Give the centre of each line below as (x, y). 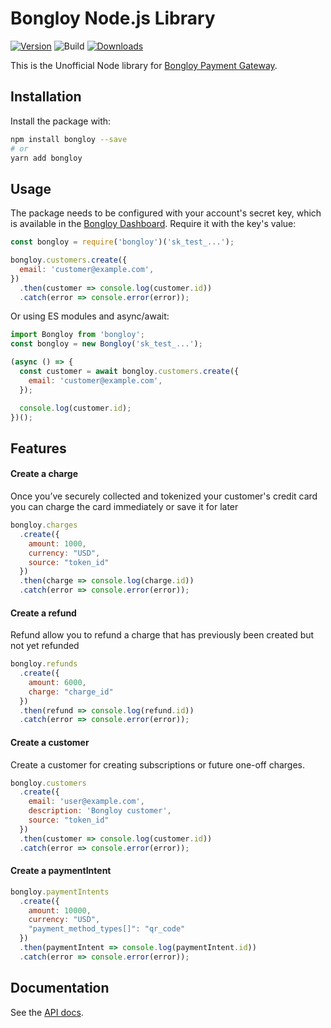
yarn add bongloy (46, 158)
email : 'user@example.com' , (86, 802)
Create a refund (43, 613)
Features (38, 448)
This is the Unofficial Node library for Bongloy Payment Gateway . (144, 65)
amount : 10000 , (60, 910)
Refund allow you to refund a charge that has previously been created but (162, 635)
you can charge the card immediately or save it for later (124, 507)
